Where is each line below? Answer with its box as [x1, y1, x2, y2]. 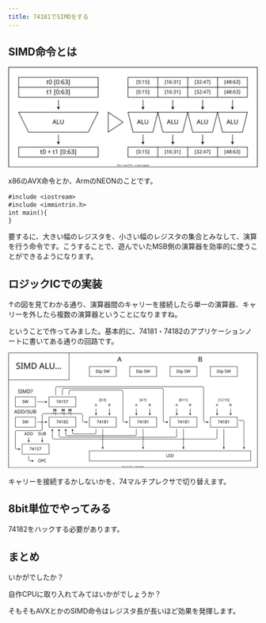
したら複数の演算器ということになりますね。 [35, 310, 182, 319]
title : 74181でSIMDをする [8, 13, 89, 21]
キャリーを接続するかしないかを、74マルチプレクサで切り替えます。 [8, 476, 231, 486]
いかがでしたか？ [8, 572, 64, 583]
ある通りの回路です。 [49, 336, 119, 346]
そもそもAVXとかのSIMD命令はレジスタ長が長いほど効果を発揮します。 [8, 606, 240, 616]
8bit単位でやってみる [8, 502, 112, 515]
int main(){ [8, 209, 47, 217]
